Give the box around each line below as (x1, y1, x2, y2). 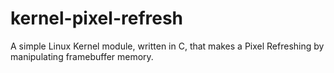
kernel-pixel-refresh (10, 7, 184, 30)
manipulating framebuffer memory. (10, 50, 154, 62)
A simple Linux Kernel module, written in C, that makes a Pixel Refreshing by (10, 40, 325, 52)
